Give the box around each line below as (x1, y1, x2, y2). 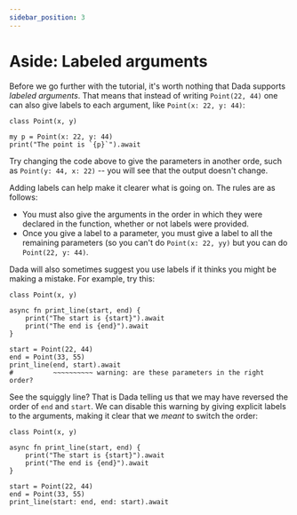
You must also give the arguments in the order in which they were (21, 209, 263, 219)
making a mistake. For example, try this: (9, 273, 156, 284)
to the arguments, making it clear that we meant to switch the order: (9, 410, 259, 421)
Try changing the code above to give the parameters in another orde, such (9, 155, 283, 166)
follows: (9, 192, 38, 202)
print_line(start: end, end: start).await (9, 497, 169, 506)
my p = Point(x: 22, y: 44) (9, 132, 114, 141)
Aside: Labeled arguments (9, 51, 208, 71)
